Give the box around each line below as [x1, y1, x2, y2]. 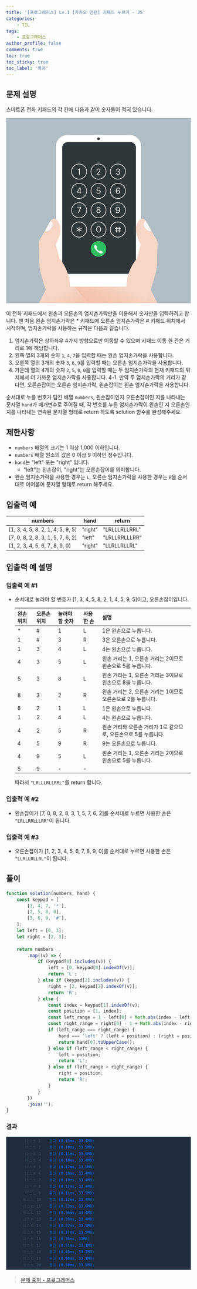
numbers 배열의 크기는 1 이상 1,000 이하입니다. [14, 444, 120, 451]
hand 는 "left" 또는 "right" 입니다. [14, 459, 90, 466]
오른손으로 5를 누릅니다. [109, 731, 165, 738]
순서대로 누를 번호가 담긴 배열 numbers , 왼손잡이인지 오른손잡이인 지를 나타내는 [6, 394, 186, 401]
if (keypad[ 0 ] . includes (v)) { [37, 959, 111, 964]
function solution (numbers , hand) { [6, 890, 96, 896]
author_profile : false [6, 41, 62, 46]
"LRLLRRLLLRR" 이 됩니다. [14, 817, 72, 824]
